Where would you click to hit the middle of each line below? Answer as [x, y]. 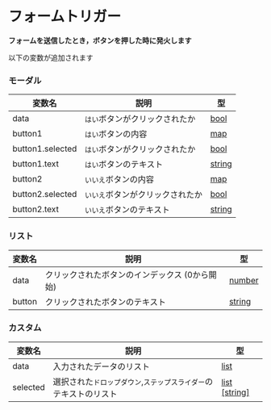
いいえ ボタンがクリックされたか [144, 195]
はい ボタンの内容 [116, 134]
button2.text [35, 209]
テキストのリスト [85, 394]
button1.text [35, 164]
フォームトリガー [65, 17]
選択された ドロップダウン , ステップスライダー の [133, 382]
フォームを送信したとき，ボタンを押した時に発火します [100, 40]
